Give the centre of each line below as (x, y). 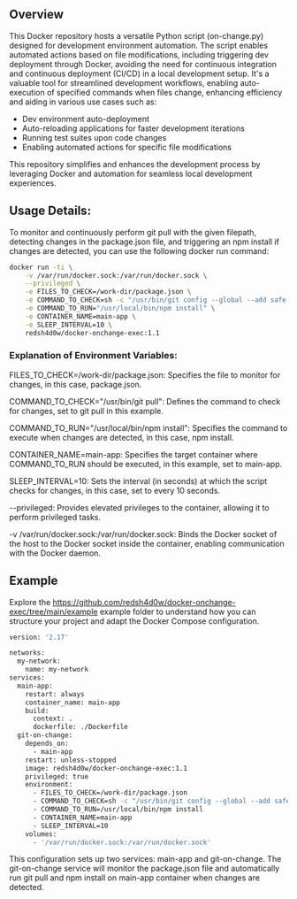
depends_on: (47, 744)
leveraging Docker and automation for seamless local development (131, 173)
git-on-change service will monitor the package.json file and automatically (145, 868)
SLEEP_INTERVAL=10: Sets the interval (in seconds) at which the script (138, 480)
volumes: (41, 834)
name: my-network (57, 670)
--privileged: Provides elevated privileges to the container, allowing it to (139, 507)
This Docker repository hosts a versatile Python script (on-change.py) (136, 35)
